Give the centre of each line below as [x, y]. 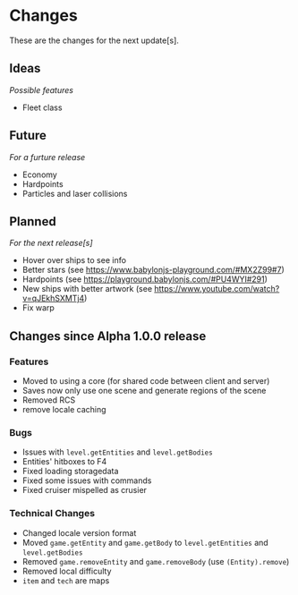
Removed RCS [49, 400]
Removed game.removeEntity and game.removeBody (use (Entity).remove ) [156, 561]
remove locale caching [64, 410]
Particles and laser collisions [75, 193]
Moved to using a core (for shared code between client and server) [146, 381]
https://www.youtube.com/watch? [217, 289]
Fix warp [38, 308]
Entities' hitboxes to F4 [64, 462]
